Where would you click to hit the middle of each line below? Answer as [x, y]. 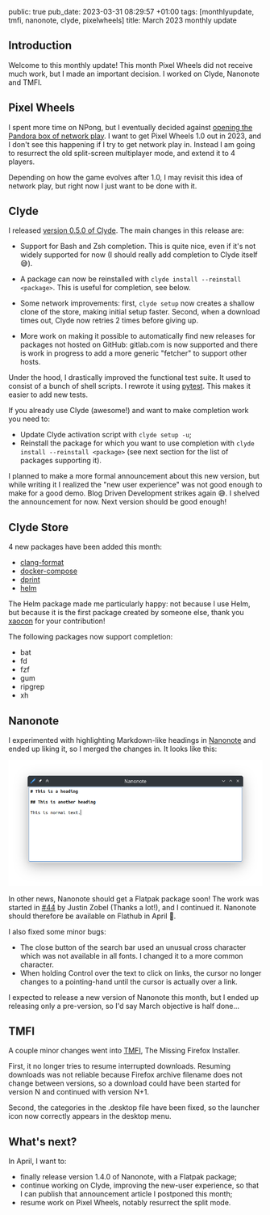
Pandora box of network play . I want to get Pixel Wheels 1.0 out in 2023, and [135, 136]
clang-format [42, 563]
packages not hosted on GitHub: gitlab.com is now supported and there [139, 345]
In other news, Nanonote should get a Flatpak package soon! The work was [134, 899]
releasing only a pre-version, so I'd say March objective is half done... [124, 1006]
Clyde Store [39, 527]
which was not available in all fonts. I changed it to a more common [131, 956]
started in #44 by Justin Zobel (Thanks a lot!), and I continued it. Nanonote [132, 907]
